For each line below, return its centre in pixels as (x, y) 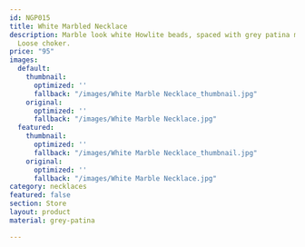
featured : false (40, 195)
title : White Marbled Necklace (69, 26)
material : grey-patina (52, 220)
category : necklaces (49, 187)
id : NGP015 (30, 18)
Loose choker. (44, 43)
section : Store (38, 204)
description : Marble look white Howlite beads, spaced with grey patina (150, 35)
